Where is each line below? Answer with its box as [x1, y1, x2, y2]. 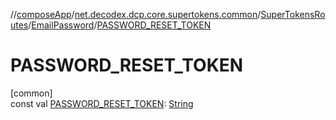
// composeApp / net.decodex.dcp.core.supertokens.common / [10, 9, 262, 20]
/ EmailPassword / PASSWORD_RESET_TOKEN [28, 19, 212, 31]
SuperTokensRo [260, 9, 326, 20]
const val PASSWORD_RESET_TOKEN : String [10, 97, 194, 109]
